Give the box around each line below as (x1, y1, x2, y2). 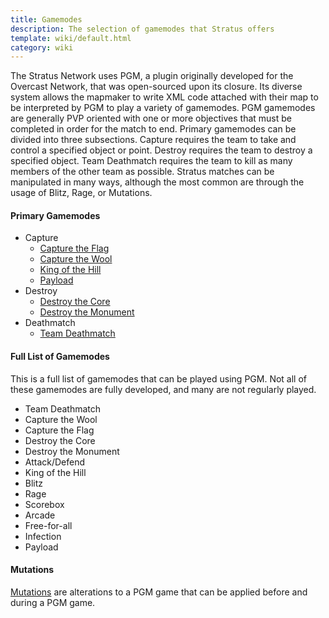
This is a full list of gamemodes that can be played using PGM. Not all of (10, 372, 307, 385)
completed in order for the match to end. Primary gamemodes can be (10, 123, 297, 135)
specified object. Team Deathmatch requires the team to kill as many (10, 155, 293, 167)
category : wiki (10, 42, 74, 53)
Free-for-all (24, 519, 73, 531)
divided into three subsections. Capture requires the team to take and (10, 134, 297, 146)
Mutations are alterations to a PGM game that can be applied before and (10, 586, 308, 598)
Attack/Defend (24, 456, 86, 468)
